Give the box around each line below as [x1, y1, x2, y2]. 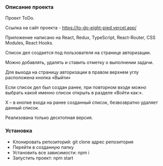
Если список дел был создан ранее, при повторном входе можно [5, 84, 147, 90]
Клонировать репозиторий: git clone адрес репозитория [12, 139, 134, 145]
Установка [5, 127, 33, 134]
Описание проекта [5, 4, 54, 11]
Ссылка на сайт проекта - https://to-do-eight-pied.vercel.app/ [5, 25, 137, 31]
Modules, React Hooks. [5, 40, 54, 46]
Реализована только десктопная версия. [5, 115, 93, 121]
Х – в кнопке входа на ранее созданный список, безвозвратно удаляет [5, 99, 158, 105]
